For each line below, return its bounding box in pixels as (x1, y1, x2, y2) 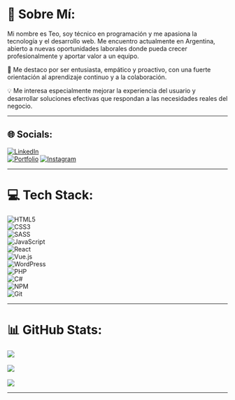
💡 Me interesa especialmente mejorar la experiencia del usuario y (7, 86, 196, 95)
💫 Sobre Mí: (7, 6, 76, 22)
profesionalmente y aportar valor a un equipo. (7, 52, 140, 60)
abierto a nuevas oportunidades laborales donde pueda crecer (7, 44, 187, 53)
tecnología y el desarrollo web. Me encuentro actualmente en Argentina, (7, 36, 215, 45)
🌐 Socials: (7, 129, 53, 141)
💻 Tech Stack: (7, 187, 94, 202)
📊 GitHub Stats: (7, 322, 103, 338)
